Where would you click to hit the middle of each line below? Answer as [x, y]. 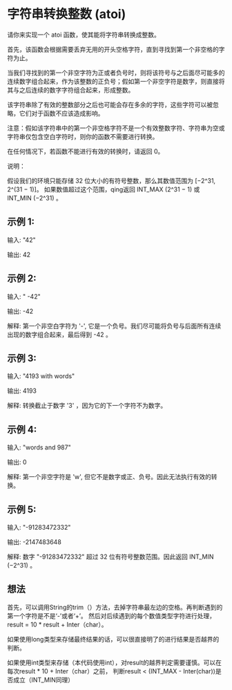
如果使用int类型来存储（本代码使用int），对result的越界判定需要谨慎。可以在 [115, 662]
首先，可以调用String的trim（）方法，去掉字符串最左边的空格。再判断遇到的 [115, 607]
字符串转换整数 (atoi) [67, 14]
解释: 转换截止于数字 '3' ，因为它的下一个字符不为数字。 [87, 406]
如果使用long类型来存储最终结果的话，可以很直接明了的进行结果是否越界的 [113, 639]
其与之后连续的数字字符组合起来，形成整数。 [71, 90]
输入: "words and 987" [39, 447]
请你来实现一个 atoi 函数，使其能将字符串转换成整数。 [84, 35]
